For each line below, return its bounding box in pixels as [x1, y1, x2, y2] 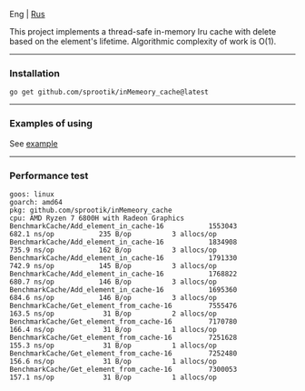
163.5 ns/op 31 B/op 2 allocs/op [9, 309, 218, 318]
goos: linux [9, 189, 54, 199]
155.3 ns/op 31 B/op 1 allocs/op [9, 341, 218, 350]
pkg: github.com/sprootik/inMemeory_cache [9, 206, 172, 215]
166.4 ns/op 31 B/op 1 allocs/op [9, 325, 218, 334]
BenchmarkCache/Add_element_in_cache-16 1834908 [9, 237, 238, 246]
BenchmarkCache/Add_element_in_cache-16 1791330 [9, 253, 238, 263]
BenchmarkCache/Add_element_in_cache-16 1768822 [9, 269, 238, 278]
